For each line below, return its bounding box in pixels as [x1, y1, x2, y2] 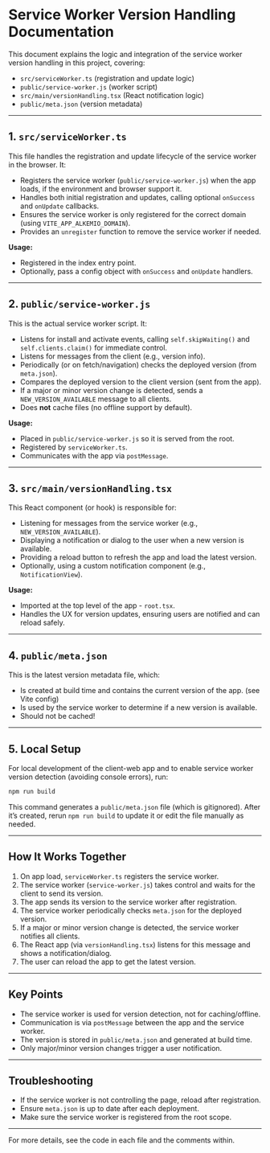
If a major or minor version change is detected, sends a [19, 385, 203, 395]
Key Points [8, 987, 63, 1002]
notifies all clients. [19, 931, 80, 941]
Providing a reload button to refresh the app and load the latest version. [19, 552, 257, 562]
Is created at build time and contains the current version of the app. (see [19, 686, 260, 695]
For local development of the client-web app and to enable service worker [8, 764, 254, 773]
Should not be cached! [19, 712, 96, 721]
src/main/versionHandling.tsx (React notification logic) [19, 90, 205, 100]
